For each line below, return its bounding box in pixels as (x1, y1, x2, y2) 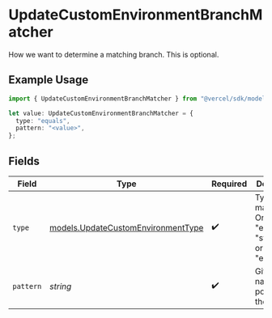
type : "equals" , (15, 117, 70, 125)
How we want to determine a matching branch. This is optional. (8, 49, 219, 59)
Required (211, 178, 248, 189)
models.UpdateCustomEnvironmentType (49, 222, 204, 233)
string (49, 281, 72, 292)
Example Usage (8, 73, 89, 87)
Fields (8, 154, 40, 167)
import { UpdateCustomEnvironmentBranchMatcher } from (8, 95, 198, 103)
